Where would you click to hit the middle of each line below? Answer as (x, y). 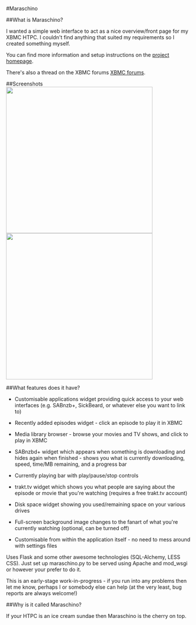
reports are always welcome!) (42, 593)
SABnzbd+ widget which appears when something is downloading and (100, 452)
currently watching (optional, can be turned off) (72, 528)
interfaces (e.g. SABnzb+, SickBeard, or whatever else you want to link (100, 405)
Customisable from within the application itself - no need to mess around (102, 540)
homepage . (20, 61)
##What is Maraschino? (35, 20)
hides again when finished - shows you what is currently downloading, (100, 458)
